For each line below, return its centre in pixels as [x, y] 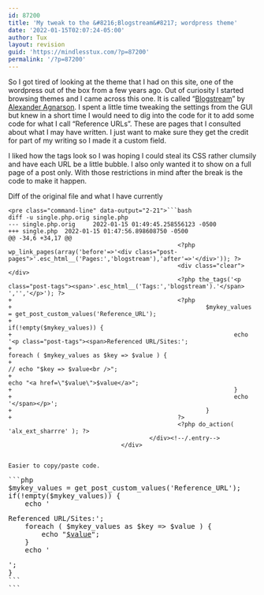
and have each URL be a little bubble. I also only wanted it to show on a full [130, 164]
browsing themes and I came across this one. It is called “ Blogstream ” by [127, 99]
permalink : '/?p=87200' [47, 60]
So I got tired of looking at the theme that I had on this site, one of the [121, 82]
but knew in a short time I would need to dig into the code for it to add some [131, 115]
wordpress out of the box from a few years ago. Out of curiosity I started [126, 90]
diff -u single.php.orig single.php [68, 218]
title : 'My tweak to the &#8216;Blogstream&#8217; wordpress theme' [123, 23]
